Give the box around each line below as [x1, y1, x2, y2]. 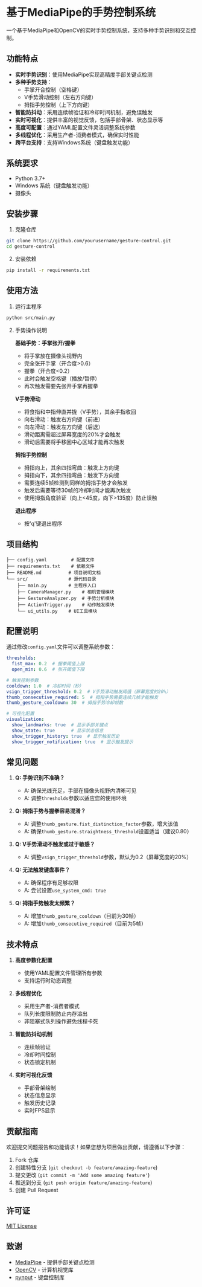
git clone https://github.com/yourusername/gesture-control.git [6, 238, 171, 244]
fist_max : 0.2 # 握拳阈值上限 [11, 661, 85, 667]
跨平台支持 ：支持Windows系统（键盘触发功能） [14, 138, 134, 146]
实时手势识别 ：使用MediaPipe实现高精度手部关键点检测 [14, 71, 153, 78]
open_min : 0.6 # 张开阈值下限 [11, 666, 85, 673]
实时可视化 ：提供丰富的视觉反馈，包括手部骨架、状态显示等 [14, 116, 163, 123]
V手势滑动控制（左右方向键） [24, 93, 97, 100]
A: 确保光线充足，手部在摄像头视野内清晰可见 [24, 787, 137, 795]
